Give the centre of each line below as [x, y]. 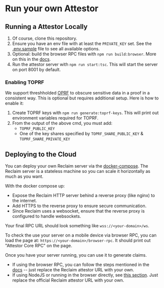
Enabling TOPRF [25, 82]
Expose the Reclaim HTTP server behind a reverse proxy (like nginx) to [83, 195]
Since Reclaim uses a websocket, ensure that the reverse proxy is [78, 211]
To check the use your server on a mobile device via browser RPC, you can [81, 235]
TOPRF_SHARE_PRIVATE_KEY [45, 139]
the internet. [24, 201]
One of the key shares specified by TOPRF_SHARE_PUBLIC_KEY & [81, 134]
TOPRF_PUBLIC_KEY [37, 129]
